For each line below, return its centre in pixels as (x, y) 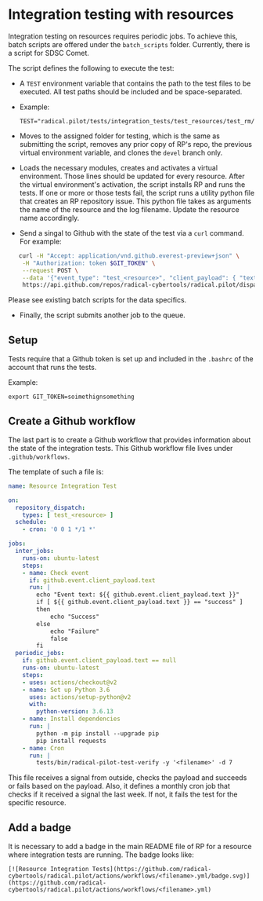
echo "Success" (75, 617)
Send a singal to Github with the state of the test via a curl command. (131, 233)
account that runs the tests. (52, 368)
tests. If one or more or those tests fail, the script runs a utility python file (137, 192)
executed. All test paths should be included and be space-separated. (131, 91)
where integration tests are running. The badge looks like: (101, 855)
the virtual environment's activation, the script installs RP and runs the (132, 184)
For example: (40, 241)
